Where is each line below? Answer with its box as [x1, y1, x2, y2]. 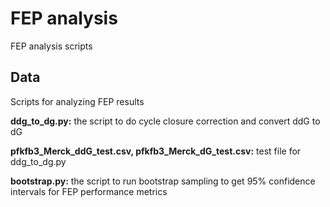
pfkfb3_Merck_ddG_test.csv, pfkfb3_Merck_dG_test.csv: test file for [10, 145, 302, 157]
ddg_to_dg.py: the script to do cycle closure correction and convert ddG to [10, 115, 321, 127]
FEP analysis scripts [10, 40, 93, 52]
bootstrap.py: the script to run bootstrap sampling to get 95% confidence [10, 175, 316, 187]
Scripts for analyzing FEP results [10, 95, 145, 107]
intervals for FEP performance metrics [10, 185, 168, 197]
